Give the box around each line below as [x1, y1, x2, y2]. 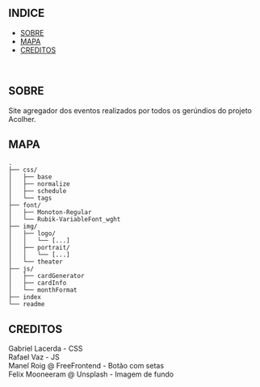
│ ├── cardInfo [8, 279, 67, 288]
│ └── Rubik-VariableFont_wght [8, 216, 121, 224]
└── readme [8, 301, 45, 309]
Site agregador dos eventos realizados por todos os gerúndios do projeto [8, 105, 253, 116]
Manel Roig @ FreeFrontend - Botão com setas [8, 361, 164, 371]
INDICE [8, 6, 45, 20]
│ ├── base [8, 173, 52, 181]
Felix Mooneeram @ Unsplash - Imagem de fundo [8, 369, 174, 379]
